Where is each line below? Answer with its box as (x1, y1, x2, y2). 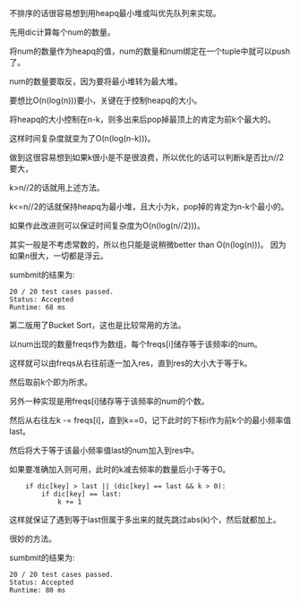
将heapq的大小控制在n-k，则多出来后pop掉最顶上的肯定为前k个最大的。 (9, 114, 276, 124)
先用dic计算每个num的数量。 (9, 27, 116, 38)
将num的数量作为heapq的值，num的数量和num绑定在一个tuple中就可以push (9, 46, 291, 56)
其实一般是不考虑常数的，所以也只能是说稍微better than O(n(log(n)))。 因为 (9, 240, 287, 250)
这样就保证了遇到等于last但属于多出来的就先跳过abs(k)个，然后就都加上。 (9, 514, 281, 525)
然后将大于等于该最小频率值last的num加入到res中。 (9, 445, 200, 455)
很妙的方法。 (9, 533, 56, 544)
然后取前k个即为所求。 (9, 377, 92, 387)
